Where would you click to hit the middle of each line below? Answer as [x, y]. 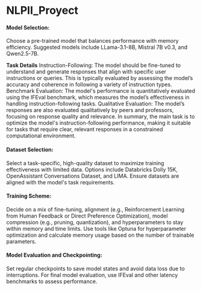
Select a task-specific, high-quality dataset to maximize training [85, 163]
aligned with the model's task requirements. [60, 182]
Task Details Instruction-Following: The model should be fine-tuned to [94, 65]
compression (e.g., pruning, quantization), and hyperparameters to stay [95, 222]
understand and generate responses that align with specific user [86, 72]
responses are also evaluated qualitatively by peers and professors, [90, 110]
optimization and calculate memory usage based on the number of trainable [100, 235]
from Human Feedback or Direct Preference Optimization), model [87, 216]
